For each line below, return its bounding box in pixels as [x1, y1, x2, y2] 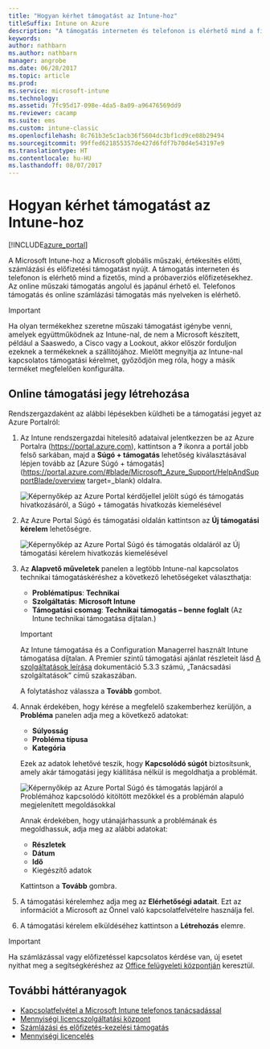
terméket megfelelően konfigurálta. [8, 364, 125, 374]
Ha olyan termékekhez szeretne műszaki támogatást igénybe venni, [8, 321, 233, 331]
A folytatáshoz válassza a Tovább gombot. [19, 686, 162, 695]
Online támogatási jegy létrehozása [8, 388, 190, 401]
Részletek [31, 840, 67, 849]
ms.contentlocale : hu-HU [8, 154, 92, 162]
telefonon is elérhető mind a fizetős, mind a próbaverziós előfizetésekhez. [8, 273, 253, 283]
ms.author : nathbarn [8, 49, 78, 57]
